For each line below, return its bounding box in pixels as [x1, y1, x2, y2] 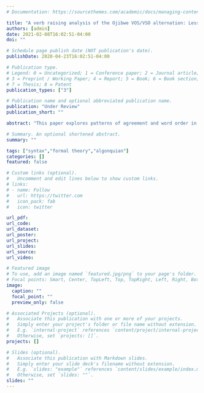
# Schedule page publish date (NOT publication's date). [6, 48, 154, 54]
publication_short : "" [6, 109, 64, 115]
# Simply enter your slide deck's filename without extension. [6, 361, 175, 367]
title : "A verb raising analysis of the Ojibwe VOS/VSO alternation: [6, 19, 186, 26]
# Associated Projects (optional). [6, 310, 97, 316]
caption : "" [12, 288, 42, 294]
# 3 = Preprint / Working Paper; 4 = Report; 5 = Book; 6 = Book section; [6, 75, 200, 82]
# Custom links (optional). [6, 170, 78, 176]
